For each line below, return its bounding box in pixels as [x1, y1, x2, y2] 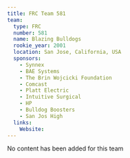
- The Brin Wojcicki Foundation [19, 74, 112, 81]
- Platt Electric [19, 87, 69, 94]
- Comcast [19, 81, 48, 88]
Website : [19, 126, 45, 132]
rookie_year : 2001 [13, 42, 67, 49]
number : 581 [13, 29, 48, 37]
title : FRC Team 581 [7, 10, 67, 17]
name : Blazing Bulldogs [13, 36, 81, 43]
